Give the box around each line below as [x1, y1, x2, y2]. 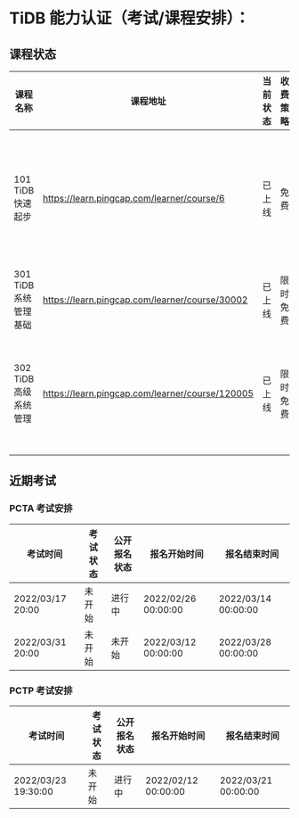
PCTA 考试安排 [9, 502, 73, 515]
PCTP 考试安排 [9, 684, 73, 697]
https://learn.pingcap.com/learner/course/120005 [43, 387, 255, 400]
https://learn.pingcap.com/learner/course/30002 [43, 293, 248, 306]
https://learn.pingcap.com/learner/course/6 [43, 193, 225, 204]
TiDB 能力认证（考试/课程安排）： [9, 8, 251, 29]
